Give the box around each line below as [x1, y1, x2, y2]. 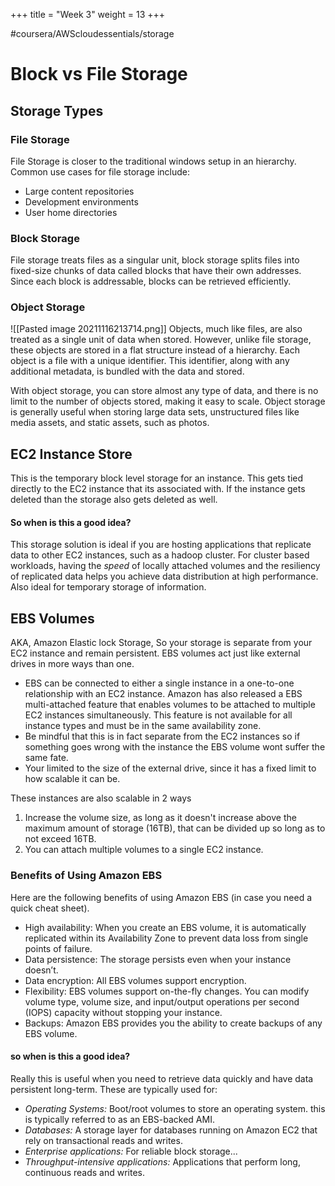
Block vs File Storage [10, 63, 188, 86]
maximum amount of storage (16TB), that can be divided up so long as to [24, 822, 326, 834]
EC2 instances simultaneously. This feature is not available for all [24, 709, 293, 721]
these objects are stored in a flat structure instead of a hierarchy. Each [10, 344, 300, 356]
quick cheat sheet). [10, 902, 90, 914]
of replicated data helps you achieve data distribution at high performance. [10, 570, 319, 583]
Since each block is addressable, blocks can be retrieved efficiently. [10, 275, 292, 288]
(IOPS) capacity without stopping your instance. [24, 1006, 223, 1018]
